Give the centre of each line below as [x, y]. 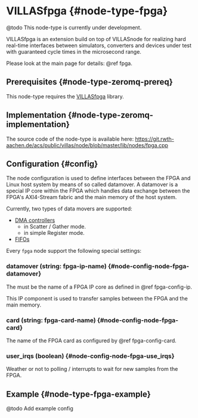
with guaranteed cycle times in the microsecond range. [74, 51]
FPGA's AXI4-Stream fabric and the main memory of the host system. [92, 197]
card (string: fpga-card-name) [51, 320]
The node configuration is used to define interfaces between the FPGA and [98, 178]
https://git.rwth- [154, 139]
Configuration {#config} [52, 164]
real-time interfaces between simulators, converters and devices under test [99, 45]
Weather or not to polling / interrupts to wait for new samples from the [92, 369]
